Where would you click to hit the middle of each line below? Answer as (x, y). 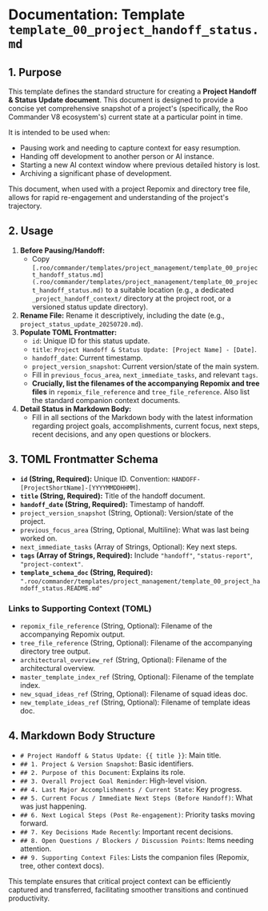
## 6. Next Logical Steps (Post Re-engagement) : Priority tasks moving (137, 814)
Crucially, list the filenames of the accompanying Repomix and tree (146, 383)
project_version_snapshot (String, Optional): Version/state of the (126, 513)
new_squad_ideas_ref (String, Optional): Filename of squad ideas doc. (134, 693)
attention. (36, 849)
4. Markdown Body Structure (82, 736)
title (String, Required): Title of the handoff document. (112, 495)
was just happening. (53, 806)
